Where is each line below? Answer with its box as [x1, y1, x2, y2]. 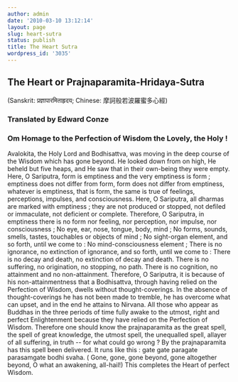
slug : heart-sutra [7, 30, 62, 38]
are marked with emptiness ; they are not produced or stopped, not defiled [7, 202, 226, 210]
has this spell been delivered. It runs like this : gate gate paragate [7, 345, 198, 354]
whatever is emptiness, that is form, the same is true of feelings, [7, 187, 195, 195]
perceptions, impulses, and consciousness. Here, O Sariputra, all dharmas [7, 195, 225, 203]
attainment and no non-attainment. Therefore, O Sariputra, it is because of [7, 270, 225, 278]
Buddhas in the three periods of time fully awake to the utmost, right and [7, 307, 220, 316]
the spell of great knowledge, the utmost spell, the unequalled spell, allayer [7, 330, 227, 339]
